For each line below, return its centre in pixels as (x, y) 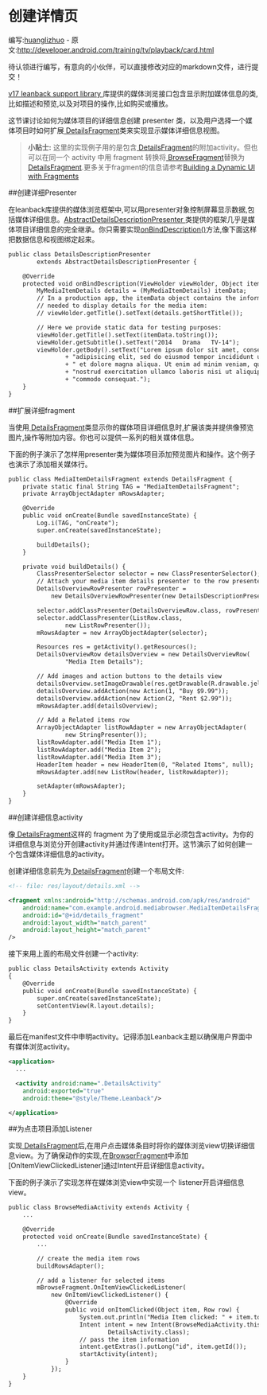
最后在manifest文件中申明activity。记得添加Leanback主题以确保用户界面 (127, 1037)
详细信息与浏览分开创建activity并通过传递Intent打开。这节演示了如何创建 (127, 844)
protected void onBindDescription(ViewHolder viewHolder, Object (133, 283)
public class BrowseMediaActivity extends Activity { (99, 1208)
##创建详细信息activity (46, 817)
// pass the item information (129, 1339)
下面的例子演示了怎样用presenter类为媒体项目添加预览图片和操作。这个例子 (132, 454)
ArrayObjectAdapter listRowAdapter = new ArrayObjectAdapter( (142, 728)
